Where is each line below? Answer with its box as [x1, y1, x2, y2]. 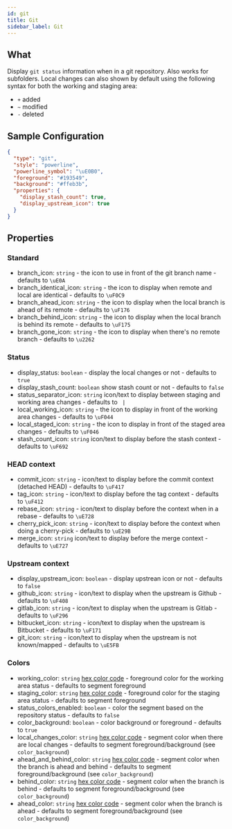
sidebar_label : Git [7, 23, 64, 30]
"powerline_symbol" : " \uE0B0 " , [13, 168, 104, 175]
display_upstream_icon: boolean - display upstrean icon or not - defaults [17, 574, 223, 583]
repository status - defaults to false [17, 710, 120, 719]
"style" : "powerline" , [13, 161, 79, 169]
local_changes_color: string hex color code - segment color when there [17, 733, 224, 741]
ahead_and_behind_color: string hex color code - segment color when [17, 755, 220, 763]
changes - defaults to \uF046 [17, 427, 99, 436]
